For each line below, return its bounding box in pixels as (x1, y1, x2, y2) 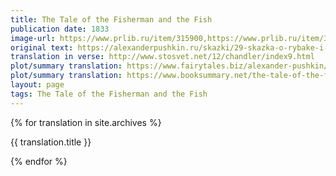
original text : (10, 42, 74, 53)
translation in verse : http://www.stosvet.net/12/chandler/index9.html (10, 52, 315, 62)
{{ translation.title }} (10, 136, 92, 148)
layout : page (10, 80, 65, 90)
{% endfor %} (10, 155, 68, 167)
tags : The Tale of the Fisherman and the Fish (10, 89, 208, 99)
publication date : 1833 (10, 24, 110, 34)
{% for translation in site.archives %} (10, 116, 162, 128)
